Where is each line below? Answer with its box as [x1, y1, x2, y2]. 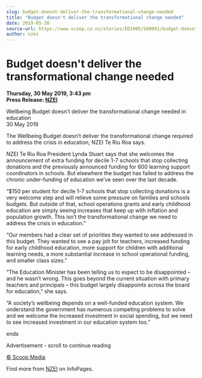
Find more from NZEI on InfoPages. [6, 365, 94, 373]
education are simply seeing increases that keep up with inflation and [6, 207, 179, 214]
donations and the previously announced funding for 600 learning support [6, 163, 191, 170]
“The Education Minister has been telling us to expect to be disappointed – [6, 268, 191, 276]
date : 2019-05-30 [6, 20, 50, 26]
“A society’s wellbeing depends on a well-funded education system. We [6, 299, 184, 307]
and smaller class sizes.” [6, 257, 67, 264]
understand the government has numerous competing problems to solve [6, 306, 186, 313]
